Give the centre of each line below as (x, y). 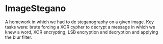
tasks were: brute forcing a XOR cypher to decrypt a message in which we (80, 27)
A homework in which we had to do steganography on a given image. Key (80, 22)
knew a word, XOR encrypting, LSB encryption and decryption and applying (82, 32)
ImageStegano (36, 8)
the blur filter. (19, 37)
